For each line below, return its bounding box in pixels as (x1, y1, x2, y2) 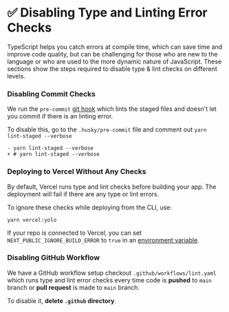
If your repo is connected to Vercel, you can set (7, 229, 142, 237)
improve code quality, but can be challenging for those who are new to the (7, 50, 218, 58)
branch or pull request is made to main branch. (7, 283, 140, 291)
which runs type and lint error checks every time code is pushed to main (7, 275, 212, 284)
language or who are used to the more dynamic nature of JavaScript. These (7, 57, 222, 65)
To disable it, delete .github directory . (7, 296, 117, 304)
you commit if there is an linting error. (7, 112, 113, 121)
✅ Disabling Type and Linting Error (7, 5, 208, 21)
